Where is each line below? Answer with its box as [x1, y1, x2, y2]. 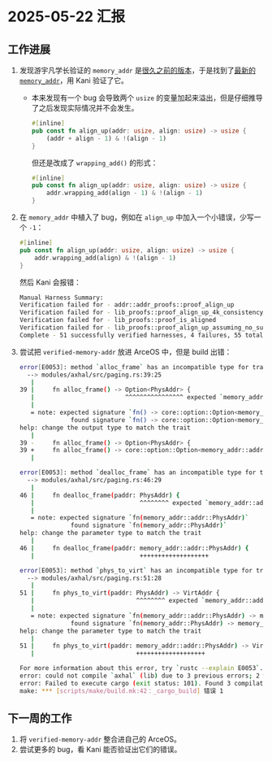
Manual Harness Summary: [19, 294, 104, 302]
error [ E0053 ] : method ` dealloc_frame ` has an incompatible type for [19, 468, 257, 477]
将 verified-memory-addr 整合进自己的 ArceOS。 [19, 734, 182, 744]
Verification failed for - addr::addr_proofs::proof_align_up [19, 301, 235, 309]
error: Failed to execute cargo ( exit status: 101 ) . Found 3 [19, 679, 231, 687]
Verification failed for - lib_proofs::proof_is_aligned [19, 316, 217, 324]
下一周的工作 [7, 712, 72, 725]
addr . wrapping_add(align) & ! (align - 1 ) [34, 254, 176, 262]
